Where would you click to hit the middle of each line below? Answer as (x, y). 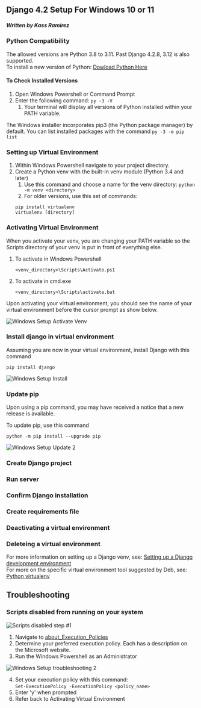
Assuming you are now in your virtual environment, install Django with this (98, 350)
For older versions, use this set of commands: (81, 196)
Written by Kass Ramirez (38, 25)
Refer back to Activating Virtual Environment (70, 698)
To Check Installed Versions (42, 81)
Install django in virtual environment (60, 337)
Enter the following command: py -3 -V (63, 100)
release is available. (31, 414)
